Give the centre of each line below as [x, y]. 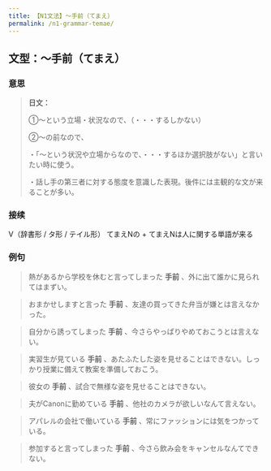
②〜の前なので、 [58, 137]
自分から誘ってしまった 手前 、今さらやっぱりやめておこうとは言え [140, 331]
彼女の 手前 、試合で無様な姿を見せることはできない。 [119, 386]
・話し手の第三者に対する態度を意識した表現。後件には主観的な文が [142, 182]
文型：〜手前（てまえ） [67, 58]
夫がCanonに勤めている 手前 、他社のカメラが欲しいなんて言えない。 [144, 404]
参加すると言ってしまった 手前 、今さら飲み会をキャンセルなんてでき [144, 448]
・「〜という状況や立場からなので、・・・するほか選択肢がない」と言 [142, 154]
